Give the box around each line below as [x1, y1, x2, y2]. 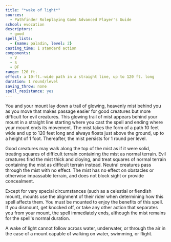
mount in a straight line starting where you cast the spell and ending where [5, 119, 163, 125]
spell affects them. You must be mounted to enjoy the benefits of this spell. [5, 198, 163, 205]
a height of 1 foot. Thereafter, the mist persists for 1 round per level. [5, 135, 147, 142]
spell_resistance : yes [5, 88, 54, 94]
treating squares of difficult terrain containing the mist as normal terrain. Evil [5, 151, 166, 157]
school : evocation [5, 22, 45, 27]
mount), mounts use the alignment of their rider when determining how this [5, 193, 164, 199]
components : [5, 50, 31, 55]
